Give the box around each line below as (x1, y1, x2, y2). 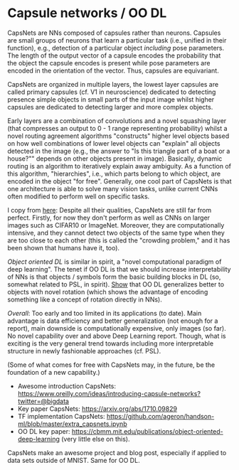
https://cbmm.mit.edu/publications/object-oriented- (71, 427, 224, 435)
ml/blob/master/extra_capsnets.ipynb (17, 420, 127, 428)
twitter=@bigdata (17, 397, 70, 405)
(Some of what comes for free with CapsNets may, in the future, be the (7, 360, 216, 369)
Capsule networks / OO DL (7, 5, 167, 21)
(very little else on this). (61, 434, 130, 443)
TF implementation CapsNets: (17, 412, 105, 420)
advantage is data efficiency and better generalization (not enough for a (7, 316, 218, 325)
